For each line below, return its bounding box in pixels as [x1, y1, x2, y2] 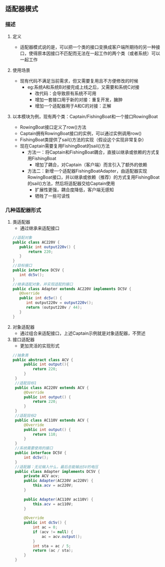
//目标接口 [12, 263, 32, 268]
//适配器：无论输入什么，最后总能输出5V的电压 [14, 464, 98, 469]
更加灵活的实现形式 [19, 342, 60, 349]
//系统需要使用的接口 [14, 446, 53, 451]
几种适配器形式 [5, 207, 41, 214]
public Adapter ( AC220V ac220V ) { [23, 478, 93, 483]
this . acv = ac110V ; [32, 501, 73, 506]
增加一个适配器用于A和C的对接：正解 [34, 103, 111, 109]
